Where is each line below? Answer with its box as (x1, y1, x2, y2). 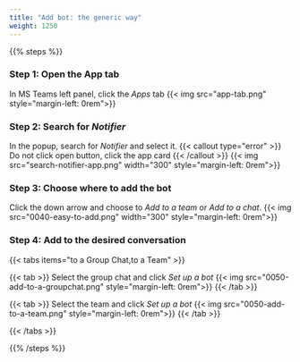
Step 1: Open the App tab (9, 68, 120, 80)
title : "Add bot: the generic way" (9, 13, 142, 22)
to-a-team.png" (9, 307, 67, 318)
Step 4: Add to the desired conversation (9, 234, 186, 247)
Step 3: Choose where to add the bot (9, 182, 172, 195)
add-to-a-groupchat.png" (9, 281, 105, 291)
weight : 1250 (9, 21, 58, 30)
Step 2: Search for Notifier (9, 120, 126, 132)
